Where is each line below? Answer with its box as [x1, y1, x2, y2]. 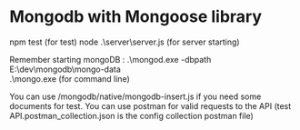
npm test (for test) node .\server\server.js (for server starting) [9, 36, 240, 47]
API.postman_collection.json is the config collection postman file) [9, 110, 255, 121]
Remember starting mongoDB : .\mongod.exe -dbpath [9, 54, 212, 65]
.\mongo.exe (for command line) [9, 73, 130, 84]
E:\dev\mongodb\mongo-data [9, 64, 121, 75]
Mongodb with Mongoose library [9, 6, 262, 27]
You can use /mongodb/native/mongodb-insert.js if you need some [9, 91, 262, 102]
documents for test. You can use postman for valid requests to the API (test [9, 100, 292, 111]
